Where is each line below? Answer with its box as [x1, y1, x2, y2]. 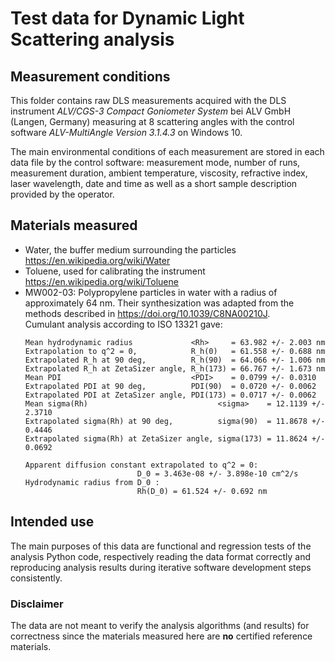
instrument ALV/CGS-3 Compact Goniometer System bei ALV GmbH [10, 105, 292, 117]
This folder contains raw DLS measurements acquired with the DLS [10, 95, 287, 106]
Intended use [10, 513, 95, 531]
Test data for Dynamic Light [10, 7, 245, 30]
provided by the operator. [10, 188, 115, 200]
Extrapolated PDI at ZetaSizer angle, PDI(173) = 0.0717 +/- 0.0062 [24, 390, 317, 400]
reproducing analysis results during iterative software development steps [10, 561, 312, 573]
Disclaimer [10, 597, 64, 611]
